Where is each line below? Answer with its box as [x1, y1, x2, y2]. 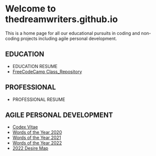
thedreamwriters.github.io [5, 13, 118, 25]
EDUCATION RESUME [12, 63, 58, 69]
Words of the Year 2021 [12, 134, 61, 140]
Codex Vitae [12, 124, 38, 130]
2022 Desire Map [12, 145, 48, 151]
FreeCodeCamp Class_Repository [12, 68, 82, 74]
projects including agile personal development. [20, 35, 117, 41]
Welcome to [5, 3, 56, 14]
